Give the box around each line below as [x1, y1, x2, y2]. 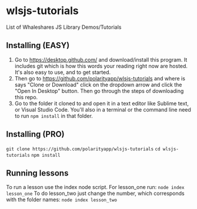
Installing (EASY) [6, 41, 70, 50]
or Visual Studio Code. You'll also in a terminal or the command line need [14, 106, 191, 113]
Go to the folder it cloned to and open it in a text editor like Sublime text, [14, 100, 189, 107]
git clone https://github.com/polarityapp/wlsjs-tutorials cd [6, 146, 161, 152]
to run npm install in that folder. [14, 112, 93, 119]
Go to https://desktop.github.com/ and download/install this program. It [14, 56, 188, 63]
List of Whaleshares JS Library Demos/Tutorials [6, 23, 122, 31]
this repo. [14, 93, 38, 100]
